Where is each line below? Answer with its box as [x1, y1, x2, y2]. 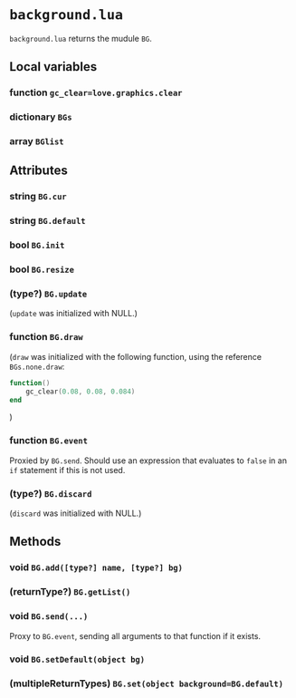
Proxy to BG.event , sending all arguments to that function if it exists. [9, 630, 261, 641]
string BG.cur [9, 190, 67, 203]
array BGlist [9, 135, 64, 148]
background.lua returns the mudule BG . [9, 33, 152, 44]
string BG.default [9, 215, 86, 228]
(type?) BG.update [9, 287, 88, 300]
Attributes [9, 163, 68, 179]
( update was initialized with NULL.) [9, 308, 138, 319]
